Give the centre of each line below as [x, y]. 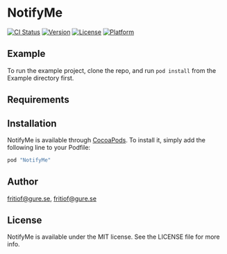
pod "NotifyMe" [29, 160]
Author [23, 182]
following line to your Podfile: [49, 147]
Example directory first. [41, 78]
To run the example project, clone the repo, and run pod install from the [112, 70]
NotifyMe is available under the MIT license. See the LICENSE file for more [113, 237]
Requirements [38, 100]
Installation [32, 123]
